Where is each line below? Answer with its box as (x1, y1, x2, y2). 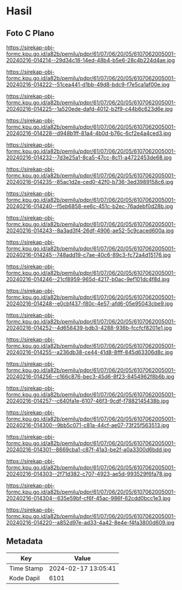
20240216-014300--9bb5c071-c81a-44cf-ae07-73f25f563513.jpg (6, 422, 169, 429)
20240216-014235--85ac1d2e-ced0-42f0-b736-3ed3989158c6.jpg (6, 178, 174, 185)
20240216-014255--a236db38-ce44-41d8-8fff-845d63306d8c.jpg (6, 349, 174, 356)
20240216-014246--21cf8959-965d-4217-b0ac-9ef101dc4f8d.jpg (6, 276, 170, 283)
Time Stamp (9, 564, 44, 573)
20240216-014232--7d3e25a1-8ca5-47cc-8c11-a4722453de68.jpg (6, 154, 172, 161)
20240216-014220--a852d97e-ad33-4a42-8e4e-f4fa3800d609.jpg (6, 519, 175, 526)
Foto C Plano (6, 28, 54, 38)
